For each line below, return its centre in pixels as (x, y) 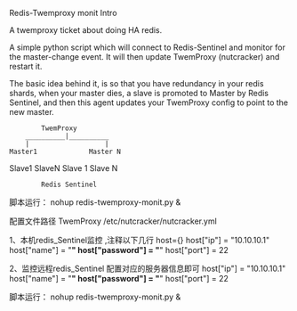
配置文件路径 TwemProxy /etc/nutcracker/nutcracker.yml (113, 221)
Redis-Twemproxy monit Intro (63, 13)
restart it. (26, 66)
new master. (32, 112)
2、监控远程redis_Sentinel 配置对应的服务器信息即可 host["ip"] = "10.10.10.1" (148, 268)
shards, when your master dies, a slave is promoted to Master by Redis (139, 93)
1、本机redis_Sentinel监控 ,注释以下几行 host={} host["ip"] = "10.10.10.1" (140, 240)
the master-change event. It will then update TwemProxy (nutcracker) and (144, 57)
